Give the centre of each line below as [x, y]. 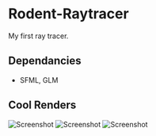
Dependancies [45, 61]
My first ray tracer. [38, 36]
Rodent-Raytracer [68, 14]
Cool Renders [42, 105]
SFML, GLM [39, 80]
